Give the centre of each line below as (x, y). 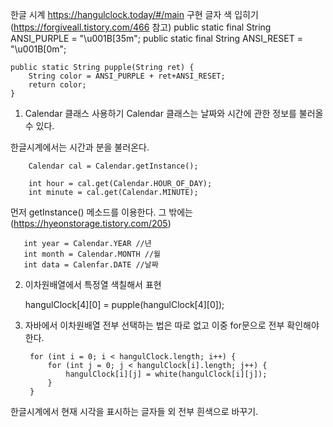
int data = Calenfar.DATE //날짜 (91, 265)
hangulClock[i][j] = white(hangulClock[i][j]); (166, 374)
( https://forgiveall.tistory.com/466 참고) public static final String (141, 27)
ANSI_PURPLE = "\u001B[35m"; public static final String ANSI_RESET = (156, 38)
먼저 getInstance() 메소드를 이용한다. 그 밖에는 (101, 212)
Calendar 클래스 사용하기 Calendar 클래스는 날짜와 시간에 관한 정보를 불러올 (174, 113)
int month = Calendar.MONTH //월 (92, 254)
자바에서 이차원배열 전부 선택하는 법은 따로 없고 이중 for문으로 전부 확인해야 (172, 325)
